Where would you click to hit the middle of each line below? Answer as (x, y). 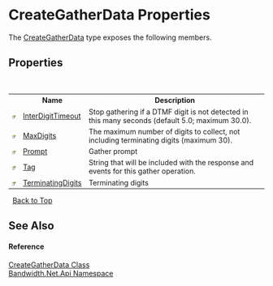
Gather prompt (113, 151)
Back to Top (32, 201)
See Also (31, 226)
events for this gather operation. (142, 171)
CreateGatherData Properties (110, 15)
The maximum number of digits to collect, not (164, 131)
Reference (26, 246)
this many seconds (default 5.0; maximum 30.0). (170, 120)
